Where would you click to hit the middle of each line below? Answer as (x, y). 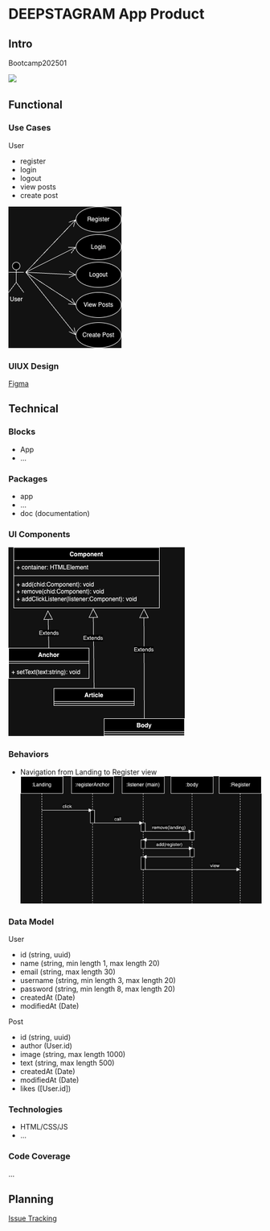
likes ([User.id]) (45, 1088)
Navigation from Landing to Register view (88, 772)
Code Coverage (39, 1156)
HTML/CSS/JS (44, 1127)
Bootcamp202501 (37, 63)
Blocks (22, 432)
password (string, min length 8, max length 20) (97, 989)
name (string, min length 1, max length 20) (90, 963)
